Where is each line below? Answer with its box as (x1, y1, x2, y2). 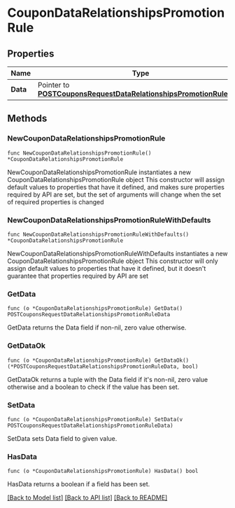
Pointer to (37, 80, 70, 90)
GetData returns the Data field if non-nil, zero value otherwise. (7, 323, 187, 332)
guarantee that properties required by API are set (7, 271, 149, 280)
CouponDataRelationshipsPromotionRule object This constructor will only (7, 257, 218, 265)
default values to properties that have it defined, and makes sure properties (7, 183, 225, 191)
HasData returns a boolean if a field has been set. (7, 480, 150, 488)
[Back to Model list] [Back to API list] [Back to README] (7, 493, 168, 502)
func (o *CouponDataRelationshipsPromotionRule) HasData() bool (7, 467, 199, 475)
